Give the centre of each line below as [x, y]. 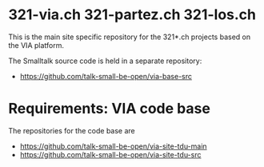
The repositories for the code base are [72, 130]
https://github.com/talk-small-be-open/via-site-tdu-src [110, 154]
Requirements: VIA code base [109, 109]
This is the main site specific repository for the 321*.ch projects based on [129, 37]
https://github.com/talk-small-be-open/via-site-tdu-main [113, 146]
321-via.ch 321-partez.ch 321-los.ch [132, 15]
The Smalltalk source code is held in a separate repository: [105, 61]
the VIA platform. [36, 45]
